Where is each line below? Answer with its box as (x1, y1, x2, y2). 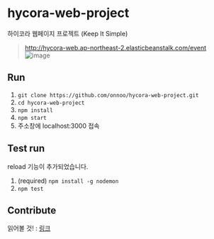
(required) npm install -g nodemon (17, 176, 119, 185)
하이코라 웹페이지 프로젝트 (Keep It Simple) (7, 29, 128, 38)
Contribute (7, 204, 57, 216)
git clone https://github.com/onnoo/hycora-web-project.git (17, 91, 199, 99)
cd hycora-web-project (17, 99, 85, 106)
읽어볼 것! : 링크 (7, 224, 51, 233)
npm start (17, 114, 47, 121)
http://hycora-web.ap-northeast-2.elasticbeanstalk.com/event (24, 43, 207, 52)
